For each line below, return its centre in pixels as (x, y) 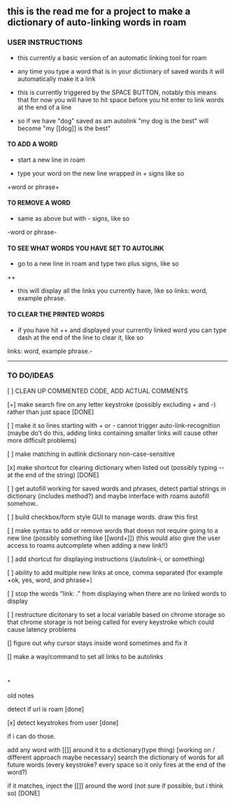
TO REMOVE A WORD (39, 203)
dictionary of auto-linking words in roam (97, 23)
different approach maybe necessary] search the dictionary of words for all (115, 757)
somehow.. (23, 503)
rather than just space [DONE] (51, 412)
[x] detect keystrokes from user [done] (63, 722)
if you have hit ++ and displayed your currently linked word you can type (122, 330)
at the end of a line (44, 107)
